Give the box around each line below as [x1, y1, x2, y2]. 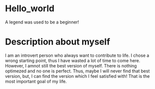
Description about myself [5, 36, 111, 47]
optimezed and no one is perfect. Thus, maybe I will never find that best [5, 68, 150, 74]
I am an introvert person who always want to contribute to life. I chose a [5, 52, 150, 58]
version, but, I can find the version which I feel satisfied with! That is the [5, 73, 150, 79]
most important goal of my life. [5, 78, 67, 84]
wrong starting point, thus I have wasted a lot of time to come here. [5, 57, 140, 64]
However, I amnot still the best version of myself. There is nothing [5, 63, 137, 68]
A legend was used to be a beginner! [5, 19, 79, 25]
